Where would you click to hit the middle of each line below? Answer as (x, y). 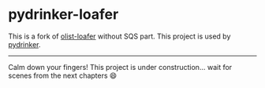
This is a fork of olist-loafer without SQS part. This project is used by (119, 36)
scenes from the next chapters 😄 (63, 75)
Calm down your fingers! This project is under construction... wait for (120, 67)
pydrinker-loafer (63, 15)
